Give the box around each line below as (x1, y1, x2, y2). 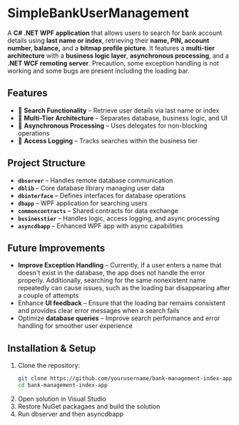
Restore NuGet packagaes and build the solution (17, 401, 161, 411)
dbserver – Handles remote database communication (17, 176, 173, 185)
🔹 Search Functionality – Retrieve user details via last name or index (17, 106, 220, 115)
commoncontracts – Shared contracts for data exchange (17, 206, 178, 215)
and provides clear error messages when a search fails (17, 307, 180, 315)
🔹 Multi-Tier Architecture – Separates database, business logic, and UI (17, 113, 228, 122)
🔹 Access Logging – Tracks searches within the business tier (17, 136, 198, 145)
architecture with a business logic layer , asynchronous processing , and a (7, 51, 230, 60)
